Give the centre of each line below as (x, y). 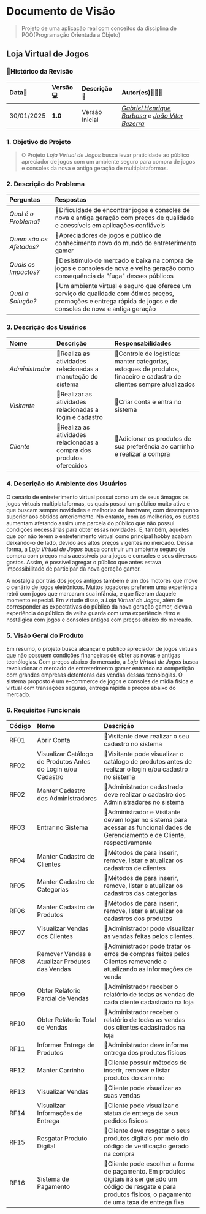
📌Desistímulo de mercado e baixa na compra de (124, 260)
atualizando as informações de (148, 969)
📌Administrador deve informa (146, 1045)
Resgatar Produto (62, 1139)
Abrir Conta (54, 740)
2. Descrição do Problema (45, 184)
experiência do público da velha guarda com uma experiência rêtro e (93, 613)
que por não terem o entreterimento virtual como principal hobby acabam (99, 536)
